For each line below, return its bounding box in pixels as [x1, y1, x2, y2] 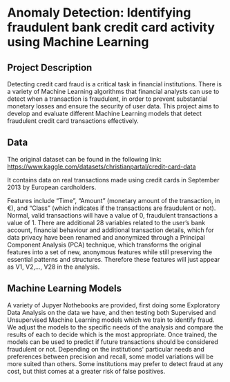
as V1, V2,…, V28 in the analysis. [7, 262, 100, 271]
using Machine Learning [7, 35, 149, 50]
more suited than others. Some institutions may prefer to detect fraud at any [7, 359, 224, 367]
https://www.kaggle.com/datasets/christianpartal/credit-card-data [7, 162, 196, 171]
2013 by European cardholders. [7, 183, 97, 191]
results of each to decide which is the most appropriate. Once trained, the [7, 330, 218, 338]
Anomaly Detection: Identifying [7, 5, 191, 21]
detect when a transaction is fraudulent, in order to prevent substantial [7, 95, 208, 103]
